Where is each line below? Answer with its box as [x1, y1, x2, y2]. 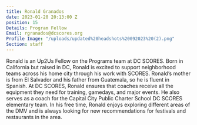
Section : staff [6, 42, 44, 48]
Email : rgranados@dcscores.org [6, 31, 83, 36]
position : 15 [6, 19, 38, 25]
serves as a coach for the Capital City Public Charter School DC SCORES [6, 94, 183, 102]
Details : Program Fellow [6, 25, 67, 31]
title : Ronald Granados [6, 8, 65, 15]
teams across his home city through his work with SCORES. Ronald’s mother [6, 70, 191, 77]
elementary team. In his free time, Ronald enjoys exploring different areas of [6, 101, 191, 108]
